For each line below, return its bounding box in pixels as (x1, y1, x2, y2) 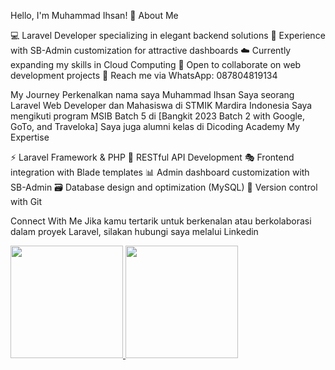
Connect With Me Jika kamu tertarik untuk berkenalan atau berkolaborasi (10, 215, 312, 227)
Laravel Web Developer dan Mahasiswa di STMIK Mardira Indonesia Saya (10, 100, 313, 111)
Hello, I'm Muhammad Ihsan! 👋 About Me (10, 10, 179, 21)
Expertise (10, 131, 50, 143)
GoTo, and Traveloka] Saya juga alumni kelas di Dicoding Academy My (10, 121, 301, 132)
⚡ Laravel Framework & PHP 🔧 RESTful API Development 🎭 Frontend (10, 151, 295, 163)
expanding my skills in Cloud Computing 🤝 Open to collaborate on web (10, 59, 302, 70)
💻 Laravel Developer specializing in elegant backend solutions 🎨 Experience (10, 30, 326, 41)
